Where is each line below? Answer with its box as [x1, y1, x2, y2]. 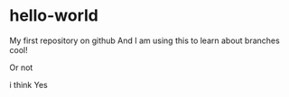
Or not [9, 62, 33, 73]
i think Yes [9, 79, 48, 90]
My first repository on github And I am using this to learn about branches [9, 35, 280, 46]
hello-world [9, 5, 99, 26]
